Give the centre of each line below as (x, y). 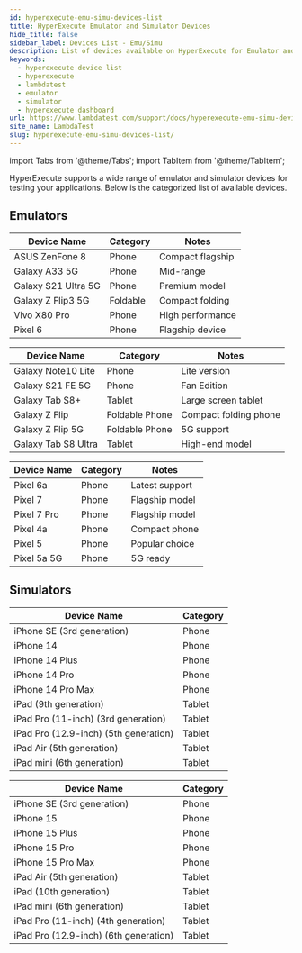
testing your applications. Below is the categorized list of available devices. (148, 187)
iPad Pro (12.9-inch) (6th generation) (94, 935)
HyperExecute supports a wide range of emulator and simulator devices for (149, 177)
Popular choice (163, 543)
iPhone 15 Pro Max (54, 862)
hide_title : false (44, 34)
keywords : (28, 59)
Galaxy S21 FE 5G (53, 386)
